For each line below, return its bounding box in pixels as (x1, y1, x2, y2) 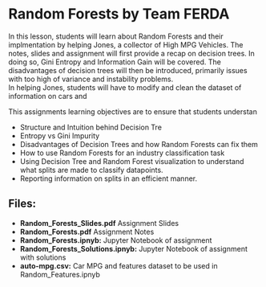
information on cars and (8, 91, 87, 100)
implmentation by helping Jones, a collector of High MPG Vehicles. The (8, 39, 244, 49)
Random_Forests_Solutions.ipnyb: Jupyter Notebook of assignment (19, 244, 248, 253)
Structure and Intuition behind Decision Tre (19, 122, 163, 132)
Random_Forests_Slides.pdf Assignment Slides (19, 218, 179, 228)
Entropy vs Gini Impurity (19, 130, 100, 141)
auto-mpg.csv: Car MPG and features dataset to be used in (19, 260, 218, 270)
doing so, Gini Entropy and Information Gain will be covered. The (8, 57, 222, 67)
